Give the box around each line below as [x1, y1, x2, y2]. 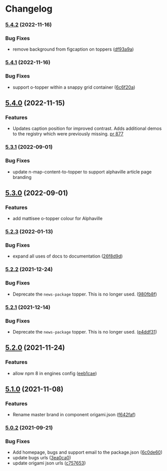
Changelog [5, 3, 53, 15]
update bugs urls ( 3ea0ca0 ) [12, 455, 71, 461]
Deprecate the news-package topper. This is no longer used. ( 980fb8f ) [12, 291, 157, 297]
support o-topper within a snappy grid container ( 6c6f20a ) [12, 84, 136, 90]
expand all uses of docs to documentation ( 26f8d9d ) [12, 253, 123, 259]
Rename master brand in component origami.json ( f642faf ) [12, 412, 136, 418]
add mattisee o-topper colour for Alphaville [12, 215, 103, 222]
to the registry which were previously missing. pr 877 [12, 131, 124, 137]
